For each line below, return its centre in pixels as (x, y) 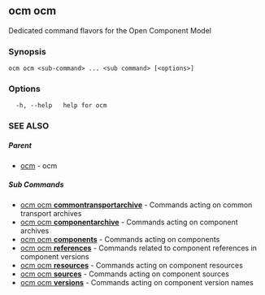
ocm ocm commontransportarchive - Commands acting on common (136, 205)
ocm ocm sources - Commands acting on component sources (125, 274)
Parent (20, 145)
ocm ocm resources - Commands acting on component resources (132, 266)
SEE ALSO (29, 126)
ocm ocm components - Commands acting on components (120, 240)
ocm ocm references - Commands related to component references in (139, 248)
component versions (54, 257)
